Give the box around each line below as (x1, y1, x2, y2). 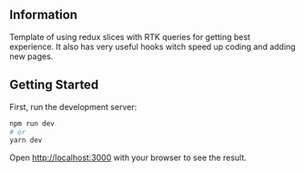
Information (9, 7, 78, 23)
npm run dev (9, 118, 55, 128)
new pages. (9, 50, 54, 62)
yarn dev (9, 136, 43, 145)
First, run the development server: (9, 101, 137, 112)
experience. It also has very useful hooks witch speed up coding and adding (9, 41, 296, 52)
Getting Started (9, 77, 99, 93)
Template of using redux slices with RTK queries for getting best (9, 31, 250, 42)
